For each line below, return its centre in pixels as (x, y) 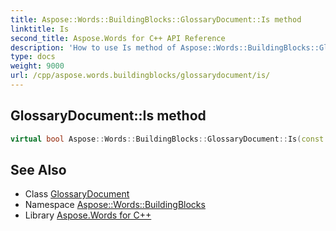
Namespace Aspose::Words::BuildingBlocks (115, 205)
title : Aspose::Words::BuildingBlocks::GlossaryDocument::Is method (156, 19)
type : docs (33, 57)
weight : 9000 (37, 66)
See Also (38, 169)
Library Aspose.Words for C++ (88, 215)
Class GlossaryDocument (77, 194)
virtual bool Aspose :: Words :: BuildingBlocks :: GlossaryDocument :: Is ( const (167, 139)
